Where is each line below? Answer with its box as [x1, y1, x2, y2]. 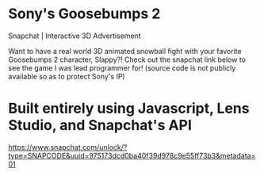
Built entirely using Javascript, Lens [8, 100, 250, 117]
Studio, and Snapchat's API [8, 117, 193, 135]
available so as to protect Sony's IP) [8, 71, 125, 81]
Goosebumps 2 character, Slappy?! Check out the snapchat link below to [8, 55, 246, 64]
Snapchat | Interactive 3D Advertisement [8, 31, 141, 40]
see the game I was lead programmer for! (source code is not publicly [8, 63, 236, 72]
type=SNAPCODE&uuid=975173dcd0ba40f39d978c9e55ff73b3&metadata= [8, 151, 256, 160]
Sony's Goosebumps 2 [8, 5, 161, 23]
